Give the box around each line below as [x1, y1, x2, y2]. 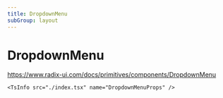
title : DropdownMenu [7, 10, 68, 18]
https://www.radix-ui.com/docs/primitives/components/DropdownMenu [7, 71, 217, 79]
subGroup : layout [7, 17, 59, 24]
